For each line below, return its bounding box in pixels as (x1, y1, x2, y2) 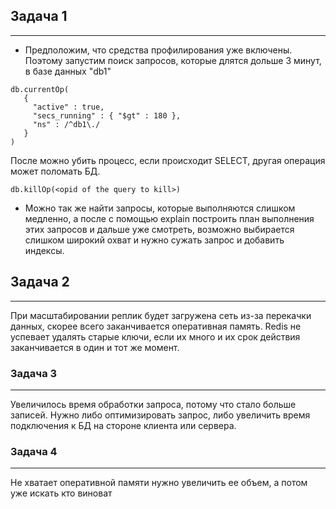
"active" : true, (32, 102, 105, 112)
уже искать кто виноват (10, 487, 113, 499)
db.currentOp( (10, 84, 70, 94)
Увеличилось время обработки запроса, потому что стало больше (10, 398, 297, 410)
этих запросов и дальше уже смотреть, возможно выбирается (24, 223, 295, 235)
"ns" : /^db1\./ (32, 119, 101, 129)
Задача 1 (10, 8, 68, 25)
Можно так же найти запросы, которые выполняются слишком (24, 202, 296, 214)
